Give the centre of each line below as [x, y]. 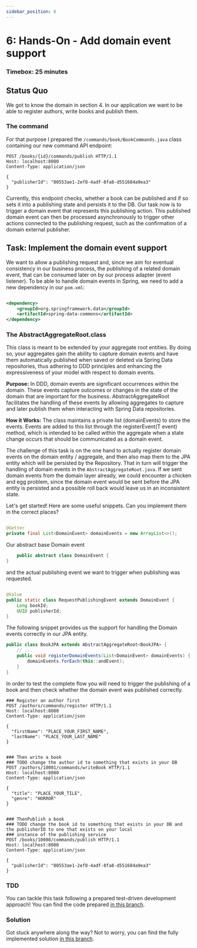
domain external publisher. [38, 229]
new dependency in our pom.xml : [46, 287]
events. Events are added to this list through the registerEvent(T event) [92, 427]
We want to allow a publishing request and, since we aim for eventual [90, 262]
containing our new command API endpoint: [59, 146]
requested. [19, 579]
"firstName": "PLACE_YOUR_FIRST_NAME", [60, 731]
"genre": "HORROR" [34, 798]
